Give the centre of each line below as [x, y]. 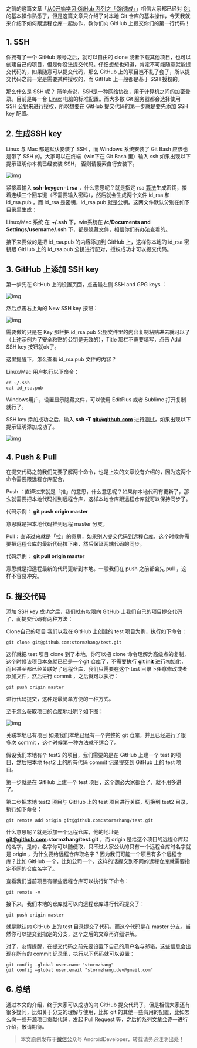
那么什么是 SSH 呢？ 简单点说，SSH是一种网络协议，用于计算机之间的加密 [96, 91]
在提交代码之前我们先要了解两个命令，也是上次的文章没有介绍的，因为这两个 [98, 472]
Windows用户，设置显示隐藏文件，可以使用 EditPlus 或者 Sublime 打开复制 [96, 400]
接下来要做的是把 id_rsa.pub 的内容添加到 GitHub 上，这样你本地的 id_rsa [94, 242]
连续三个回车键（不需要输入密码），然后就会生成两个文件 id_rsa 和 [90, 195]
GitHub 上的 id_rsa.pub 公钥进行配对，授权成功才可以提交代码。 [95, 249]
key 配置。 [19, 113]
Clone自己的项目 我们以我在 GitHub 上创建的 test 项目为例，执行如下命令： [96, 631]
